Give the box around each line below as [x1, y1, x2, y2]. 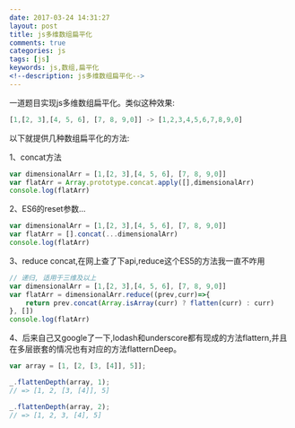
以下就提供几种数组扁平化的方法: [9, 132, 130, 144]
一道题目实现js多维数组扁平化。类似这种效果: [9, 97, 175, 108]
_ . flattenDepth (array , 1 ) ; [9, 378, 110, 387]
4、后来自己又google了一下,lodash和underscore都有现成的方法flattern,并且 [9, 333, 288, 344]
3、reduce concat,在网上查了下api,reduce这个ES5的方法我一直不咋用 [9, 255, 265, 266]
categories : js [9, 47, 66, 56]
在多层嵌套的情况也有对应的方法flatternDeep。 [9, 344, 182, 354]
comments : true [9, 38, 66, 48]
